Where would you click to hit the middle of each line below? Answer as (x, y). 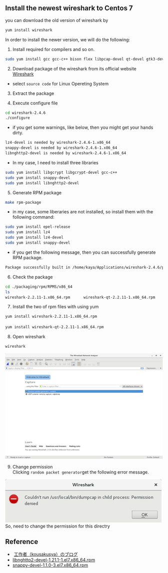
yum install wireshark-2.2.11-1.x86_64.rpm (51, 317)
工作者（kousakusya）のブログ (46, 555)
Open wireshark (29, 337)
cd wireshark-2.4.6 (25, 113)
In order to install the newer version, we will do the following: (68, 39)
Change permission (32, 467)
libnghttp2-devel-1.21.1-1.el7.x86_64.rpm (54, 560)
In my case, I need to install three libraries (55, 162)
